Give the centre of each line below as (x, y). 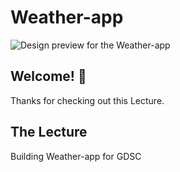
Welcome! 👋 (48, 76)
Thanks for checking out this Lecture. (87, 100)
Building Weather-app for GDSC (76, 156)
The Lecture (49, 132)
